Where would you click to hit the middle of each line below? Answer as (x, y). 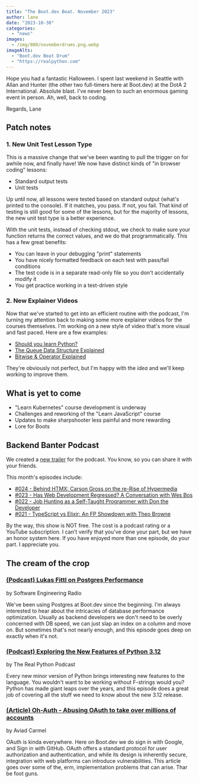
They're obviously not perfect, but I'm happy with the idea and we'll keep (95, 368)
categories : (21, 28)
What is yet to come (44, 393)
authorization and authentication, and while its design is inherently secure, (97, 754)
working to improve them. (38, 374)
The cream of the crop (48, 563)
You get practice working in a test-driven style (71, 285)
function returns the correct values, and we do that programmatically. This (97, 236)
